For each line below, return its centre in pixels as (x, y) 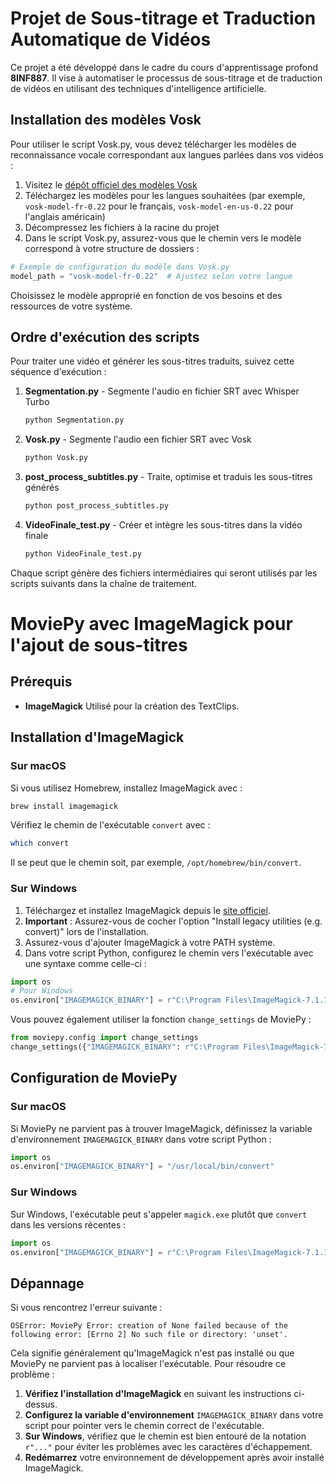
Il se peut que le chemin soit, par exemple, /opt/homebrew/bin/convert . (156, 863)
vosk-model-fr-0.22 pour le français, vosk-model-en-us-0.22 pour (159, 206)
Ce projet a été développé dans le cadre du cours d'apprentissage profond (164, 67)
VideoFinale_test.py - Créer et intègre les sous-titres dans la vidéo (163, 524)
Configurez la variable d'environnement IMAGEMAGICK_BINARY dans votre (174, 1415)
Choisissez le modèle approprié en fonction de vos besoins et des (146, 295)
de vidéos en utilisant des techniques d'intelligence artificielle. (138, 88)
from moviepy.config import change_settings (104, 1038)
